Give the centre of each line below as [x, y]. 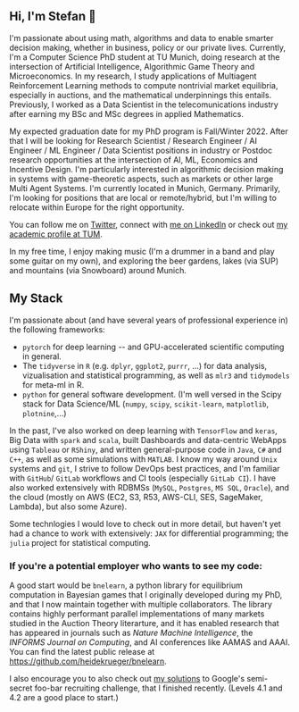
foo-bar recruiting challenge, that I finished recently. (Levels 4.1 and [158, 688]
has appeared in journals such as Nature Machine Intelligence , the [131, 632]
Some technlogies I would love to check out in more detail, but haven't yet [145, 524]
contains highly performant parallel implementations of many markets [137, 614]
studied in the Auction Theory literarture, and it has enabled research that [144, 623]
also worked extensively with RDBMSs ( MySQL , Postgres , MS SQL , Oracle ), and [149, 487]
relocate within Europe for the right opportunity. [97, 207]
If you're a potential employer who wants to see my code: [136, 565]
